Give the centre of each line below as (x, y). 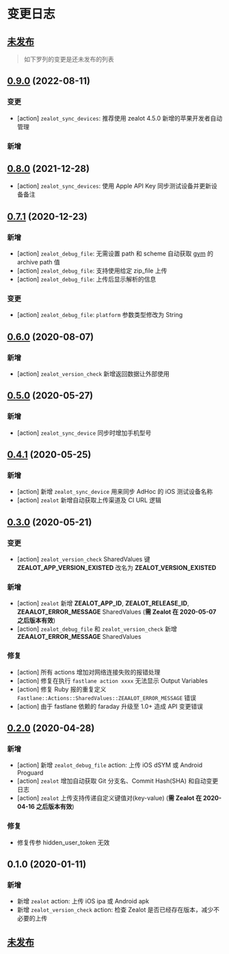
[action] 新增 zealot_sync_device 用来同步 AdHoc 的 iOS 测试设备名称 (115, 492)
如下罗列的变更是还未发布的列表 (69, 59)
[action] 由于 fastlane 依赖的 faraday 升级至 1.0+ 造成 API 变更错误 (110, 706)
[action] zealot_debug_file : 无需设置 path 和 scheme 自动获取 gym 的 (115, 253)
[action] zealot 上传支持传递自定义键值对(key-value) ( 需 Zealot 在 (109, 798)
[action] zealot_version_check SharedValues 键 (83, 560)
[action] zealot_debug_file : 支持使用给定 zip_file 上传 (92, 271)
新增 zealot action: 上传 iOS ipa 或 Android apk (83, 901)
